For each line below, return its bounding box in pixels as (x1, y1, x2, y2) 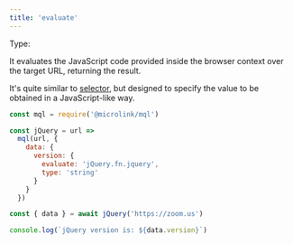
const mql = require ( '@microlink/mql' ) (9, 109, 160, 118)
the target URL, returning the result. (9, 65, 142, 76)
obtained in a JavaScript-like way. (9, 92, 135, 103)
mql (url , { (17, 135, 59, 144)
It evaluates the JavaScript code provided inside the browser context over (9, 55, 284, 66)
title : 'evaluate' (9, 13, 78, 23)
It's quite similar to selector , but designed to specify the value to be (9, 82, 260, 93)
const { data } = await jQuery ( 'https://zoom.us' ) (9, 210, 204, 219)
